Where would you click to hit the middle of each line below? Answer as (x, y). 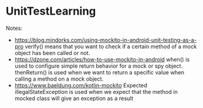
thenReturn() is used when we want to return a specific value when (99, 72)
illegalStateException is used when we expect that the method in (96, 92)
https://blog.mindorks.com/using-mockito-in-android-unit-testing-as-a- (105, 40)
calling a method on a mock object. (59, 79)
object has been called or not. (52, 52)
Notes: (14, 28)
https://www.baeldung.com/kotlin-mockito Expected (81, 85)
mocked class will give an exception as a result (74, 98)
